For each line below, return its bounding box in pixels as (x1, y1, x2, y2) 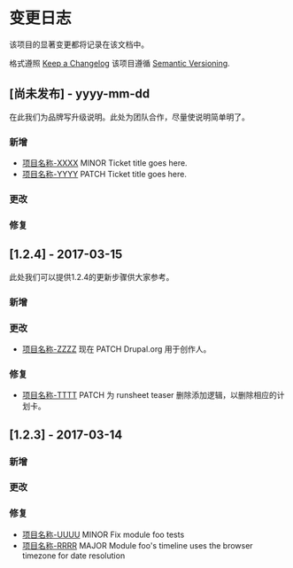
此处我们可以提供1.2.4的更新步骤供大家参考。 (9, 271, 174, 282)
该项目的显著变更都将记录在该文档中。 (9, 39, 149, 50)
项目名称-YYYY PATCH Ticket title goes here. (21, 169, 188, 180)
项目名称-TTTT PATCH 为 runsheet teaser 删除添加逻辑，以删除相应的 (21, 390, 277, 401)
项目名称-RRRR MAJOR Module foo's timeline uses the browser (21, 540, 254, 550)
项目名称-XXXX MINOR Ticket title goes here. (21, 158, 188, 168)
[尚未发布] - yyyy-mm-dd (9, 86, 150, 102)
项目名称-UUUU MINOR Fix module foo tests (21, 529, 185, 540)
